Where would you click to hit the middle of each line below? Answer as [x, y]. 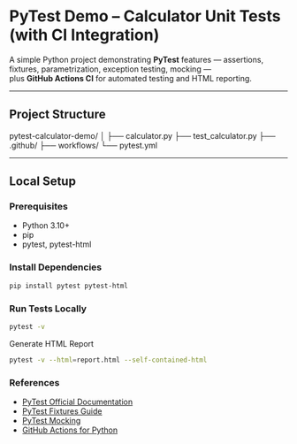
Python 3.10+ [46, 226]
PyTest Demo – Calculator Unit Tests [145, 16]
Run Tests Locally [48, 309]
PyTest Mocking [51, 420]
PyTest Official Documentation [77, 402]
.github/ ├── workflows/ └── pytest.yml [83, 145]
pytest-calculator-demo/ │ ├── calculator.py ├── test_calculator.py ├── [142, 135]
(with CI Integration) [84, 35]
